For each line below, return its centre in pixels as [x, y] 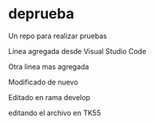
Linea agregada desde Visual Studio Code [77, 51]
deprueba [41, 14]
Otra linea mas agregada [49, 66]
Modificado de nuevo [43, 82]
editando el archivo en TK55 [55, 113]
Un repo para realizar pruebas [58, 36]
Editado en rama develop [49, 97]
